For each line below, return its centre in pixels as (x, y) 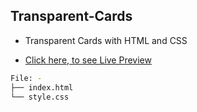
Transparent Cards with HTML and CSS (106, 40)
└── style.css (40, 97)
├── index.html (42, 87)
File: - (26, 78)
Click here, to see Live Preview (88, 60)
